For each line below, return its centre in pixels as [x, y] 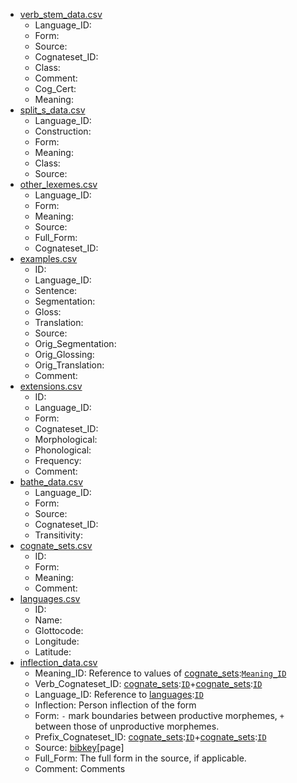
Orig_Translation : [69, 365]
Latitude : [53, 652]
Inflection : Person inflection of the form [115, 705]
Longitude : [57, 641]
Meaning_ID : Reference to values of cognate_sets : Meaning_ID [160, 673]
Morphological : [66, 439]
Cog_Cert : [55, 88]
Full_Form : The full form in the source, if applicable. [140, 758]
